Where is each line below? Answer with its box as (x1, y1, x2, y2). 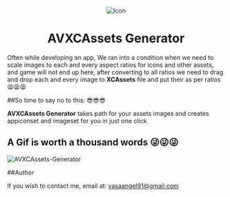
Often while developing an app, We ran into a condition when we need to (7, 53, 214, 61)
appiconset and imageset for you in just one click (7, 116, 147, 125)
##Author (7, 168, 35, 176)
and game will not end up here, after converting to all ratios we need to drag (7, 68, 224, 76)
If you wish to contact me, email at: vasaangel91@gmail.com (7, 181, 180, 189)
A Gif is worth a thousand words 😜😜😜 (7, 136, 179, 148)
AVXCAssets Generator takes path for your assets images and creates (7, 109, 209, 117)
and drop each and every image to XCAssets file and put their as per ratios (7, 75, 221, 83)
